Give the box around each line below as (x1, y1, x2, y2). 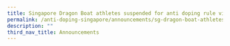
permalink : (7, 16, 38, 23)
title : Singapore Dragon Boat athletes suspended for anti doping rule (7, 9, 216, 17)
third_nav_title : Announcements (7, 28, 99, 36)
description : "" (7, 22, 53, 29)
